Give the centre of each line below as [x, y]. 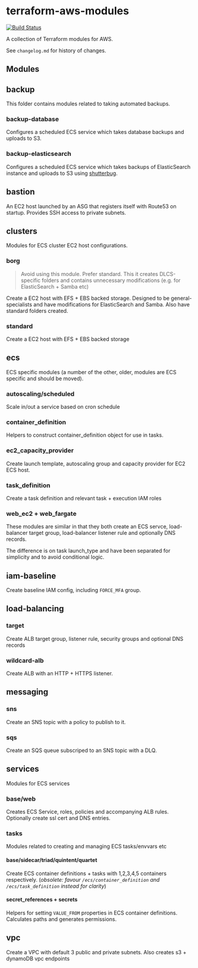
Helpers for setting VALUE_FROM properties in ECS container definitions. [92, 913]
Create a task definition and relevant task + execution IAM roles [84, 498]
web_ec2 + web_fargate [41, 513]
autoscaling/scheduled [40, 394]
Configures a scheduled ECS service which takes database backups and [95, 132]
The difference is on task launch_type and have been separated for [88, 551]
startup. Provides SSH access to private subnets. [66, 212]
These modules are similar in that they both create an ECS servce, [87, 527]
